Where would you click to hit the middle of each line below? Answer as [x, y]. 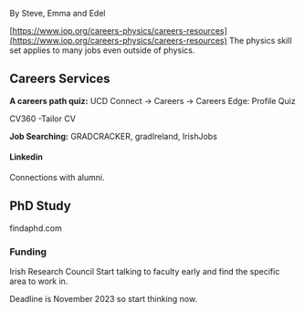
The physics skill [261, 41]
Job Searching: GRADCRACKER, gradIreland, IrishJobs [113, 136]
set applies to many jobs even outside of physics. [102, 50]
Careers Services [60, 79]
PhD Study [40, 206]
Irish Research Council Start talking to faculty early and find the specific [145, 272]
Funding [28, 252]
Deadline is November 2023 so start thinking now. [104, 299]
